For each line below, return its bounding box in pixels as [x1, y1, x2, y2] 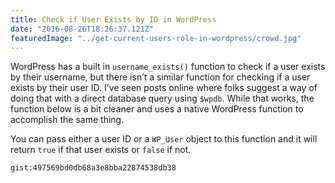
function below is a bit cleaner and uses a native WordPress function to [10, 103, 304, 115]
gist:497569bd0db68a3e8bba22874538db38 [10, 163, 177, 173]
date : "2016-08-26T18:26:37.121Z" [10, 24, 155, 34]
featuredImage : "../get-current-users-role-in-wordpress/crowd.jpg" [10, 33, 302, 43]
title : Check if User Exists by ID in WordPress [10, 14, 217, 25]
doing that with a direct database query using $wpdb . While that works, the [10, 92, 315, 105]
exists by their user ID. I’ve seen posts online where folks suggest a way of [10, 82, 318, 94]
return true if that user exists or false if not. [10, 144, 192, 156]
